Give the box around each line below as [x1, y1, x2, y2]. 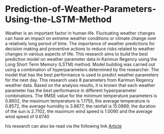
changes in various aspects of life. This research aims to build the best [5, 51, 148, 57]
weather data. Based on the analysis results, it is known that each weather [5, 82, 156, 88]
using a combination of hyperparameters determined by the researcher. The [5, 66, 159, 72]
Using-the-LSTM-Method [5, 14, 112, 25]
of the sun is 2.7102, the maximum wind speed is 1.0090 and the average [5, 108, 153, 114]
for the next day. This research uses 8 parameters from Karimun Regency [5, 77, 154, 83]
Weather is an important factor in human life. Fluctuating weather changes [5, 30, 156, 36]
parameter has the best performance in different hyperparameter [5, 87, 137, 93]
